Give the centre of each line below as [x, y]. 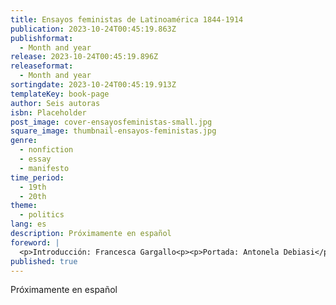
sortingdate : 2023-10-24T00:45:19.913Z [93, 85]
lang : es [28, 224]
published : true [44, 261]
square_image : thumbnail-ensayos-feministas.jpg [113, 131]
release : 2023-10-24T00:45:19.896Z [84, 57]
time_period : [37, 177]
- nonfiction [46, 150]
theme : [24, 206]
